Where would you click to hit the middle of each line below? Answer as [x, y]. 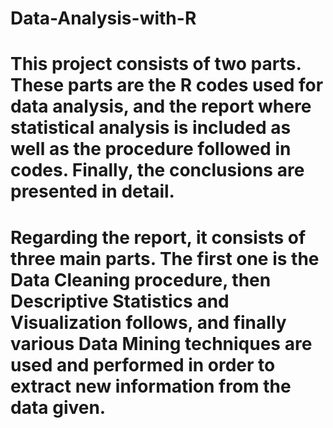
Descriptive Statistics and [120, 301]
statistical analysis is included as [151, 128]
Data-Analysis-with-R [103, 18]
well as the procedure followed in [151, 149]
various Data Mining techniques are [161, 343]
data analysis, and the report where [161, 106]
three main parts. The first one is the [165, 258]
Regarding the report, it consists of [158, 237]
